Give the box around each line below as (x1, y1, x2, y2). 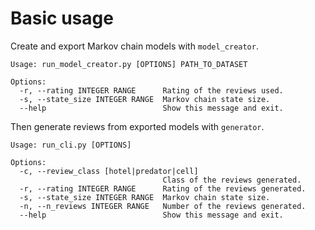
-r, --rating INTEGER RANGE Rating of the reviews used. (19, 85, 284, 96)
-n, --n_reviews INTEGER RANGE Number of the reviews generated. (19, 201, 307, 211)
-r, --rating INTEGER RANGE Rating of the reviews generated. (19, 183, 307, 194)
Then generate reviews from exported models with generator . (10, 120, 265, 132)
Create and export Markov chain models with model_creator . (10, 40, 259, 52)
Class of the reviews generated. (162, 175, 302, 185)
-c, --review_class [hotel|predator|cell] (19, 166, 199, 176)
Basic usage (10, 7, 114, 30)
